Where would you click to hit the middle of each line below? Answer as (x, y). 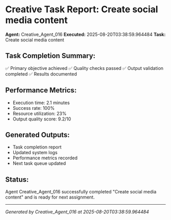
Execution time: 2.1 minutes (41, 103)
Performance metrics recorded (45, 158)
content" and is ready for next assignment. (50, 197)
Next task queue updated (39, 163)
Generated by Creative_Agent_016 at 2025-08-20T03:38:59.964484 (77, 212)
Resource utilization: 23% (40, 113)
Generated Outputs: (38, 135)
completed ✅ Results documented (41, 74)
